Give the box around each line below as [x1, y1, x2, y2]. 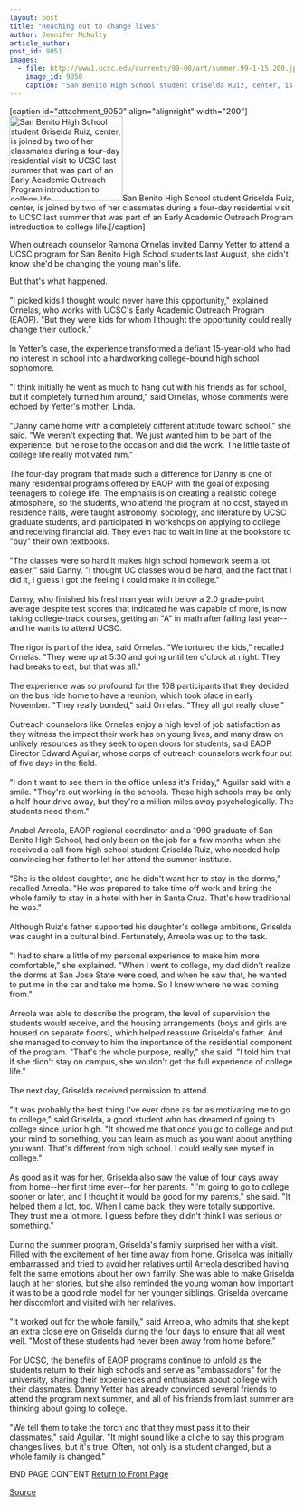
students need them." [9, 805, 90, 816]
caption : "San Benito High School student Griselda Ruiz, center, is [25, 81, 294, 90]
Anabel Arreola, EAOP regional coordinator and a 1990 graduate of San [9, 824, 273, 835]
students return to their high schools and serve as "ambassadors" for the [9, 1364, 282, 1375]
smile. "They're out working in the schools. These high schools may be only [9, 786, 292, 797]
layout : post [9, 13, 59, 23]
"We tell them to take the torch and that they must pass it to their [9, 1422, 251, 1433]
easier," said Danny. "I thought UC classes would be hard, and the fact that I [9, 564, 292, 576]
